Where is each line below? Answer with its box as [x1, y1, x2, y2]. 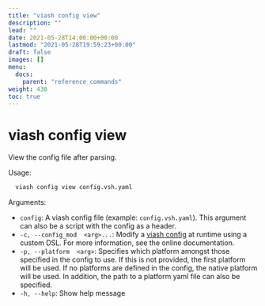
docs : [15, 70, 34, 78]
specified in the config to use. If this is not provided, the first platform [19, 255, 246, 265]
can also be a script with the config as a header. [19, 221, 176, 231]
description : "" [8, 19, 62, 27]
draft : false [8, 48, 51, 56]
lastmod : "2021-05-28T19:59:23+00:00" [8, 41, 136, 49]
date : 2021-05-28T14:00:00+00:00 [8, 33, 119, 42]
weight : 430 [8, 85, 47, 93]
